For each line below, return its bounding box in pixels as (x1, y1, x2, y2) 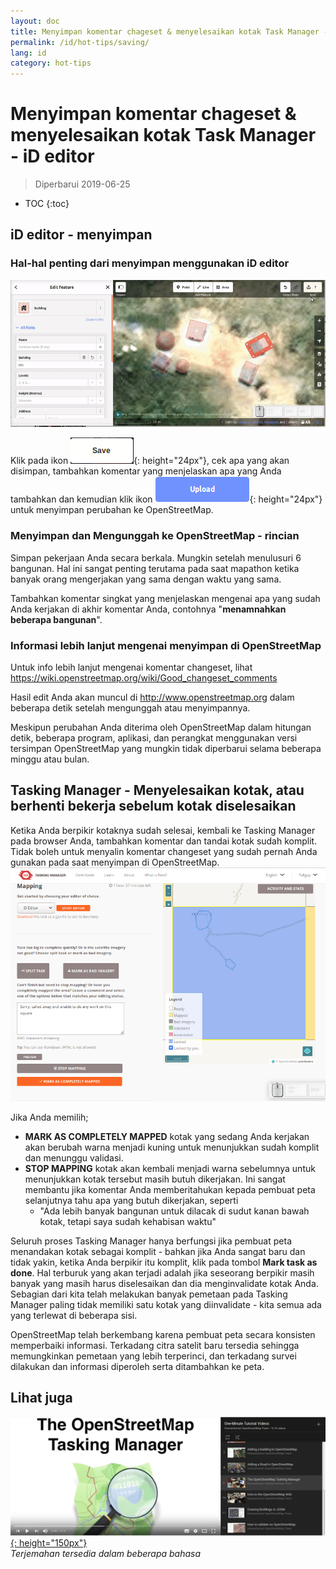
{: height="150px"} (10, 1536, 88, 1549)
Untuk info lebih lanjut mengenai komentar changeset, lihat (10, 661, 253, 673)
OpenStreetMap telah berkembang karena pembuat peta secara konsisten (10, 1328, 316, 1340)
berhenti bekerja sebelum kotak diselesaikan (10, 798, 297, 815)
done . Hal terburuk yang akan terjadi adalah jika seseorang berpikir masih (10, 1266, 315, 1279)
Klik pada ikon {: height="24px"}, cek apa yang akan (10, 455, 290, 467)
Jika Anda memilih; (10, 1111, 89, 1123)
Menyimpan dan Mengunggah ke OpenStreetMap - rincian (10, 529, 300, 543)
